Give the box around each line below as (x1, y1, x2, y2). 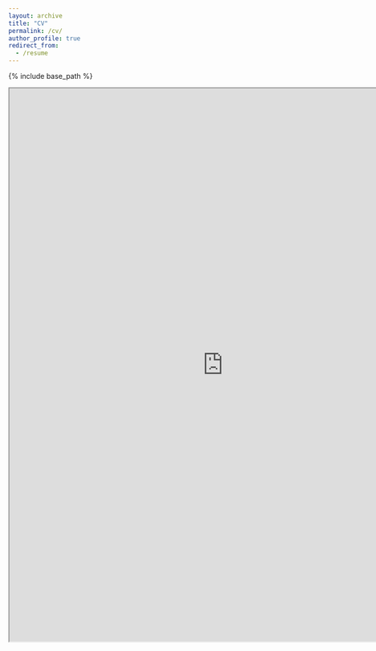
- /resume (15, 49, 48, 57)
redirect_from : (8, 42, 59, 50)
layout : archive (8, 11, 63, 20)
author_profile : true (8, 34, 81, 43)
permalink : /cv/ (8, 27, 63, 35)
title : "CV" (8, 19, 48, 27)
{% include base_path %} (8, 72, 93, 80)
